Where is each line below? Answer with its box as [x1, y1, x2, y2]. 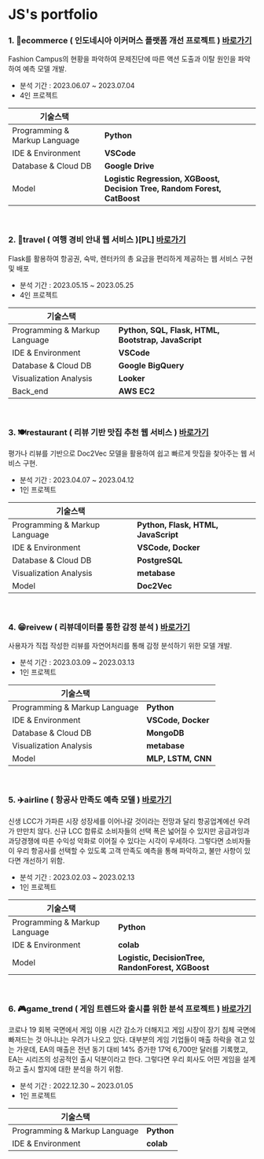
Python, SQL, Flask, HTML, [118, 324, 220, 335]
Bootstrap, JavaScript [118, 334, 202, 345]
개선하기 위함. [22, 855, 65, 865]
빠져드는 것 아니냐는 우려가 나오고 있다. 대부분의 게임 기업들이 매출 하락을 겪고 [8, 1035, 247, 1044]
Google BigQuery [118, 360, 185, 371]
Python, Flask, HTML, [137, 519, 218, 530]
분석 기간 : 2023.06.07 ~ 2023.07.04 [19, 81, 135, 90]
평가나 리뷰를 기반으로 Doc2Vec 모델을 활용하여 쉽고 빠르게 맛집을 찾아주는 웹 [8, 448, 247, 458]
